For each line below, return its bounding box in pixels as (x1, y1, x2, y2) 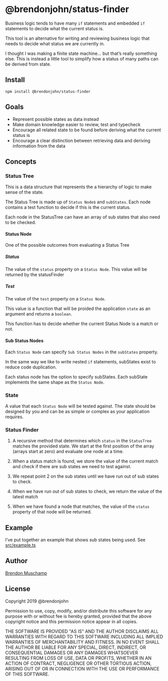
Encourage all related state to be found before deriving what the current (12, 127, 161, 133)
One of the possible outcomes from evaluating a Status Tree (5, 242, 129, 248)
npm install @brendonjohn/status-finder (5, 89, 91, 94)
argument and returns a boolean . (5, 311, 72, 317)
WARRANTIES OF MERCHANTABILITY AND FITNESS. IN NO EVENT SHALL (5, 639, 160, 645)
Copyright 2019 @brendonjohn (5, 598, 69, 604)
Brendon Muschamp (5, 570, 48, 576)
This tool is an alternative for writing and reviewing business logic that (5, 35, 150, 41)
